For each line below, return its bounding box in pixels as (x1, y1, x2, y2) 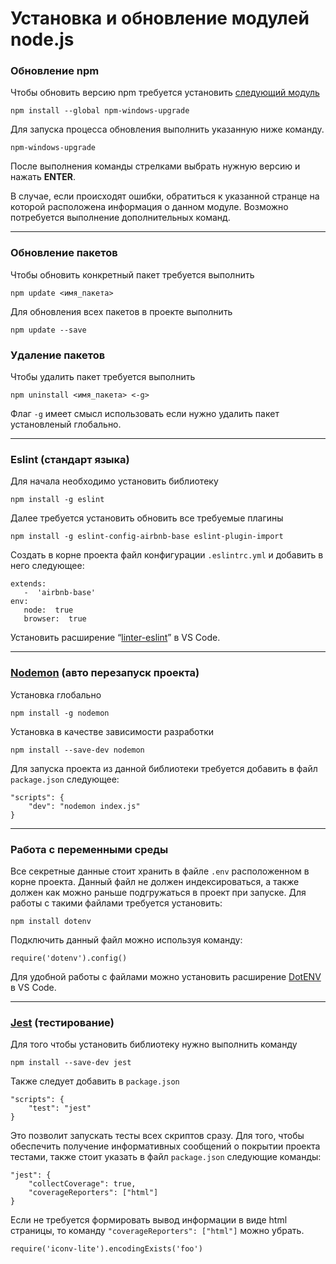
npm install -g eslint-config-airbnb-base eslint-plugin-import (10, 532, 284, 542)
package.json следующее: (10, 773, 120, 785)
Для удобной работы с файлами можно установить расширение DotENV (10, 970, 322, 982)
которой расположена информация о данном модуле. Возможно (10, 201, 289, 213)
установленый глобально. (10, 418, 122, 431)
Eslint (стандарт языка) (10, 453, 130, 466)
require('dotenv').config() (10, 953, 128, 963)
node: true (23, 605, 74, 616)
